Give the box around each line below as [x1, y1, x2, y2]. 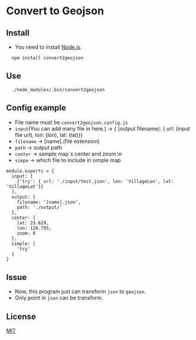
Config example [6, 103, 67, 113]
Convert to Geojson [6, 4, 105, 18]
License [6, 312, 36, 322]
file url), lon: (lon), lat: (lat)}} [14, 131, 83, 138]
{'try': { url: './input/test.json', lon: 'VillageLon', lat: [17, 178, 174, 185]
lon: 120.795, [17, 225, 52, 231]
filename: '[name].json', [17, 199, 81, 205]
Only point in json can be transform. [14, 294, 103, 301]
